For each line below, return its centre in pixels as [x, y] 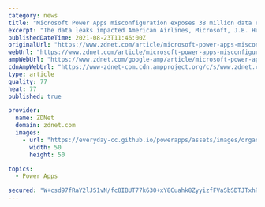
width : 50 [45, 147]
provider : [24, 111]
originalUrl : [30, 45]
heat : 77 [22, 89]
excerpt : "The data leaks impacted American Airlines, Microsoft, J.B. [128, 30]
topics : [21, 169]
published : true [35, 96]
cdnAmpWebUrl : [32, 67]
